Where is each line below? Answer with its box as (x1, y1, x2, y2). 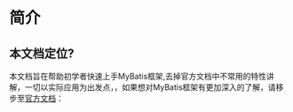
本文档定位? (9, 46, 75, 61)
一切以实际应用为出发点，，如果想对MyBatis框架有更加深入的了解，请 (24, 82, 277, 93)
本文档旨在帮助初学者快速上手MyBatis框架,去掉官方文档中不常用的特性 (9, 71, 267, 81)
